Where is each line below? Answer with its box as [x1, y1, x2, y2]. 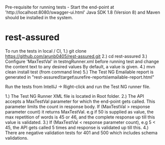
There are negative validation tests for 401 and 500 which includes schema [5, 130, 158, 136]
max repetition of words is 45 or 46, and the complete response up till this [5, 114, 155, 120]
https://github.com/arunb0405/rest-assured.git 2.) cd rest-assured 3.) [5, 53, 148, 59]
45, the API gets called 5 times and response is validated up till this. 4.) [5, 124, 149, 130]
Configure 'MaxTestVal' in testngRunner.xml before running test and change [5, 58, 159, 64]
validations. [5, 135, 29, 141]
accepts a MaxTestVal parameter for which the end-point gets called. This [5, 98, 155, 104]
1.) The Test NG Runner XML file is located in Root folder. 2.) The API [5, 93, 144, 99]
